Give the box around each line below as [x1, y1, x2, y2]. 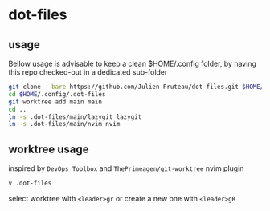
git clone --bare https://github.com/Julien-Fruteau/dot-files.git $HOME [8, 83, 261, 91]
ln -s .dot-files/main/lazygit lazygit [8, 112, 142, 121]
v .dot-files [8, 179, 52, 188]
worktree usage [8, 142, 90, 156]
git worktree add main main [8, 98, 103, 106]
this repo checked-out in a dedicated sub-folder [8, 67, 168, 77]
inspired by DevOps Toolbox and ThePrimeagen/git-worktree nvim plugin [8, 164, 244, 173]
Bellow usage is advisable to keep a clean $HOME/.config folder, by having [8, 59, 257, 68]
